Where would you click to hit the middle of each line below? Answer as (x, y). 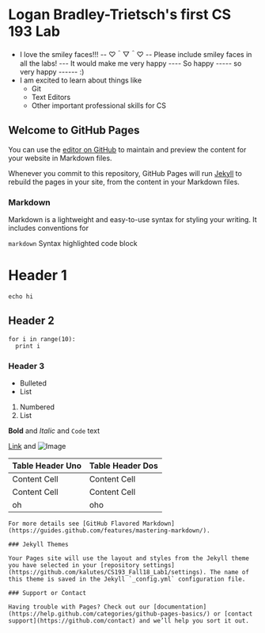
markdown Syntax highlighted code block (73, 244)
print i (28, 346)
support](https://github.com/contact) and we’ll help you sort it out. (129, 621)
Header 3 (26, 366)
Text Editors (51, 97)
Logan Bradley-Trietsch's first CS (120, 15)
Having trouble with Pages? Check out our (79, 607)
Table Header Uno (47, 466)
